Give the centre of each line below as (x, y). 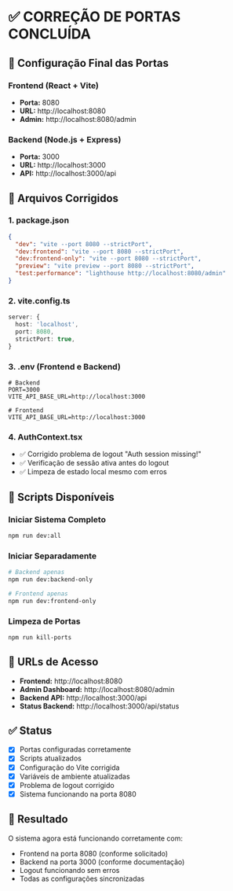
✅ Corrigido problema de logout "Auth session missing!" (110, 454)
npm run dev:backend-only (50, 579)
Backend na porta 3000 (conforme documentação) (102, 862)
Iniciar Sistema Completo (57, 519)
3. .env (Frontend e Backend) (65, 366)
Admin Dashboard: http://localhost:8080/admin (97, 689)
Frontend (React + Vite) (54, 85)
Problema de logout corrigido (67, 785)
